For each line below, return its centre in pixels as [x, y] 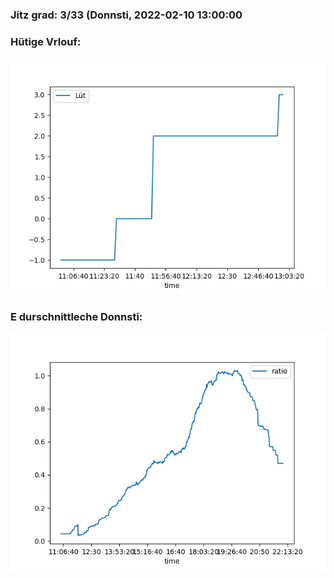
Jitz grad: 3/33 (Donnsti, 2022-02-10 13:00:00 [126, 15]
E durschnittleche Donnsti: [76, 317]
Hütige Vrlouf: [46, 41]
